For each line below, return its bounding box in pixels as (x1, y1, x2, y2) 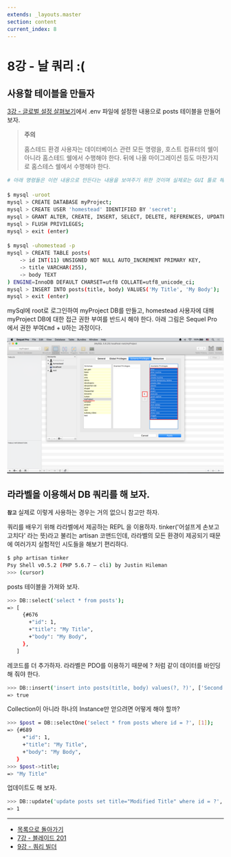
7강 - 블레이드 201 (16, 834, 67, 843)
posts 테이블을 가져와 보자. (7, 582, 80, 591)
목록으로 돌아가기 (16, 825, 64, 834)
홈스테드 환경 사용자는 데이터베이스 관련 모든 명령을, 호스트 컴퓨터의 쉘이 (23, 145, 219, 154)
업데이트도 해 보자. (7, 783, 57, 792)
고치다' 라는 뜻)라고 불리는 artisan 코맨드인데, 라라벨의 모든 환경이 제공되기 (7, 531, 208, 540)
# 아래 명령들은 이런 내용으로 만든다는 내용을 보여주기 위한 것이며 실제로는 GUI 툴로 (7, 177, 217, 184)
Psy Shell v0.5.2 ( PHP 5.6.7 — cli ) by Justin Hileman (7, 562, 168, 569)
